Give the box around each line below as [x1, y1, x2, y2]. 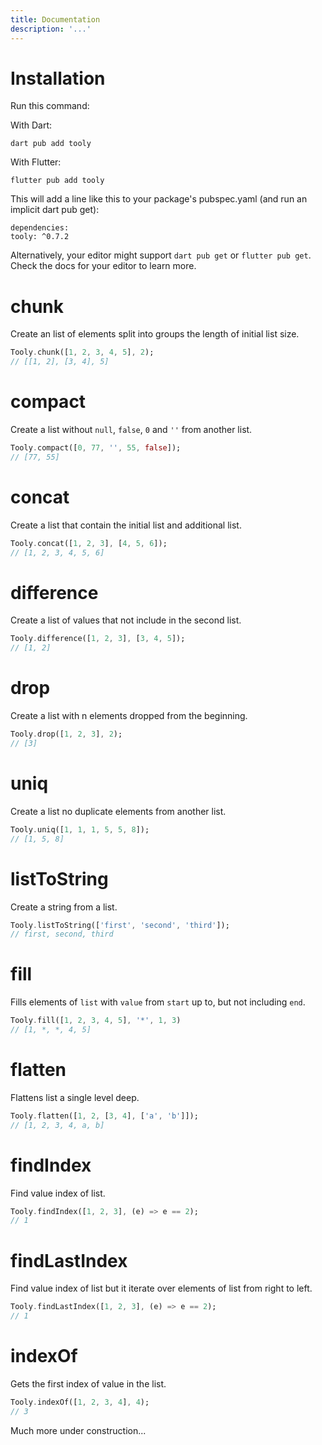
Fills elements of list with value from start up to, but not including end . [10, 996, 306, 1008]
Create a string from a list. [10, 901, 118, 913]
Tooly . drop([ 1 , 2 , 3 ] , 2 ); [10, 729, 123, 740]
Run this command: [10, 100, 90, 112]
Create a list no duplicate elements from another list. [10, 805, 227, 817]
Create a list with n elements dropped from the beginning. [10, 710, 248, 722]
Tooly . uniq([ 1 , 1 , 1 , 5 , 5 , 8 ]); [10, 824, 150, 835]
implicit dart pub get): [10, 204, 100, 216]
